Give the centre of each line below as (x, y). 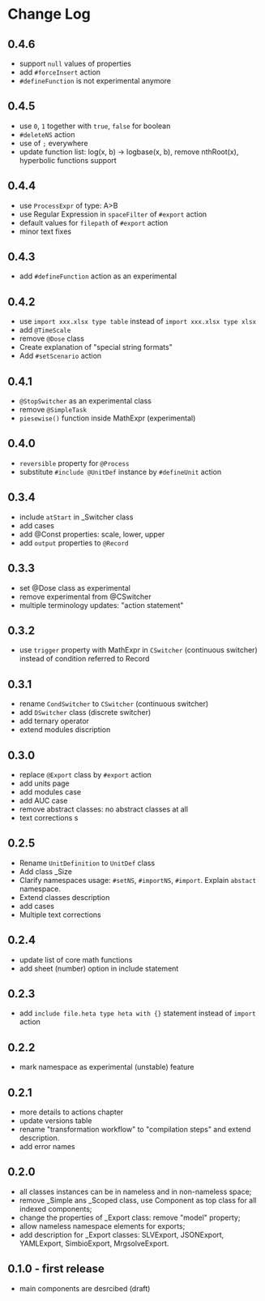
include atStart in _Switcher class (76, 517)
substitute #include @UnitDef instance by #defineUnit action (120, 472)
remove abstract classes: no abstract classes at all (103, 809)
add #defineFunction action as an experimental (98, 276)
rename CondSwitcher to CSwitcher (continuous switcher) (114, 704)
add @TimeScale (45, 330)
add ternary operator (54, 721)
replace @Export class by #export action (85, 774)
